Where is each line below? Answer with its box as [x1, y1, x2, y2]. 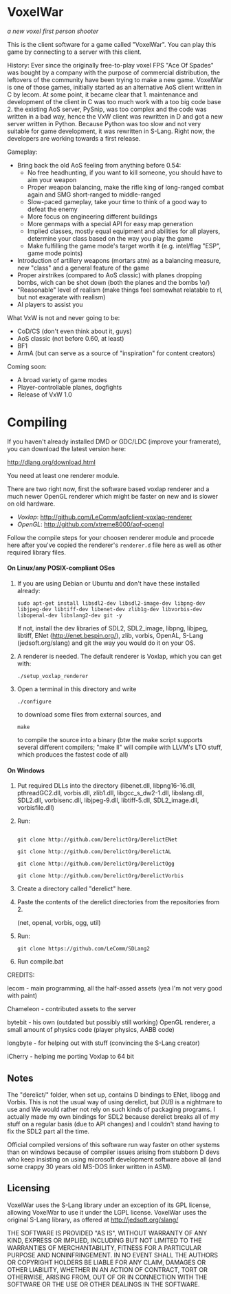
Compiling [7, 415, 67, 430]
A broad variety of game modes [16, 375, 108, 384]
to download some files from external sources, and [16, 710, 162, 719]
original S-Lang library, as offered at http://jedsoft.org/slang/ [7, 1215, 179, 1224]
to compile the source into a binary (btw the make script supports [16, 736, 203, 744]
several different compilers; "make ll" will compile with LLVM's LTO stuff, [16, 743, 223, 752]
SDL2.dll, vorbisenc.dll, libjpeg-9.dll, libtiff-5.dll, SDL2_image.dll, [16, 796, 199, 804]
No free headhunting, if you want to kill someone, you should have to [27, 168, 223, 177]
